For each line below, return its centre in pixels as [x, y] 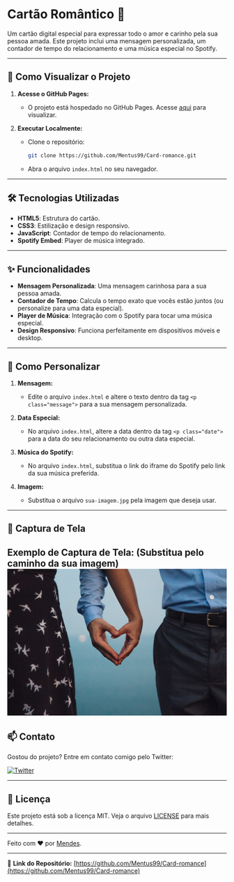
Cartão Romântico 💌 [66, 14]
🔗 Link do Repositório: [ [42, 863]
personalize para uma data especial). [70, 308]
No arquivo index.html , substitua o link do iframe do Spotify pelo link [126, 466]
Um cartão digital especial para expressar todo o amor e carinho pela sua [112, 34]
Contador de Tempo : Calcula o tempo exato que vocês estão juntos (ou [120, 301]
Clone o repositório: [56, 142]
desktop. [30, 338]
